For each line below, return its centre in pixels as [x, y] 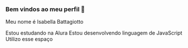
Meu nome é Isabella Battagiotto [45, 22]
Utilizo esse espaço [29, 39]
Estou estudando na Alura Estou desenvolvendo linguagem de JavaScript [94, 33]
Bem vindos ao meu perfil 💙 [45, 9]
